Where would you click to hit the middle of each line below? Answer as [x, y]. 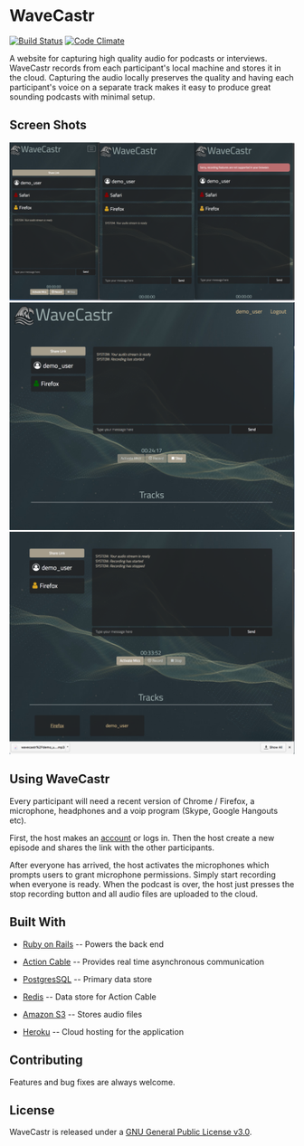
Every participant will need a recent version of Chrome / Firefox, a [132, 800]
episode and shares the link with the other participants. [112, 848]
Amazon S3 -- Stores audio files [82, 1014]
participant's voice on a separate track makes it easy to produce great [140, 87]
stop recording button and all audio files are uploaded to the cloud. [133, 894]
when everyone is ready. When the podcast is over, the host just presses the [152, 884]
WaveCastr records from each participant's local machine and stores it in [146, 68]
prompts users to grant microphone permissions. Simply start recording [142, 875]
